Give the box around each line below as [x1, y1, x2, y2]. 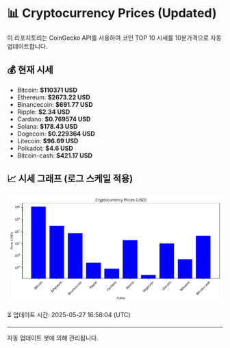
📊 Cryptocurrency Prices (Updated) [7, 5, 217, 21]
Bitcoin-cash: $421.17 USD [16, 151, 92, 160]
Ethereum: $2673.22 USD [16, 93, 90, 101]
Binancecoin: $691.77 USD [16, 100, 94, 108]
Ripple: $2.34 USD [16, 108, 71, 116]
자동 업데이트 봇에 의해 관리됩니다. [7, 334, 99, 342]
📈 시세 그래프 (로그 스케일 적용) [7, 173, 133, 185]
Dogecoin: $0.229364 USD [16, 129, 96, 138]
